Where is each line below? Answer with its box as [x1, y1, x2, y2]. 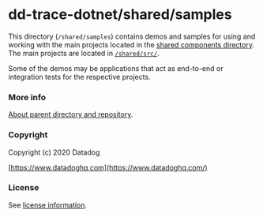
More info [8, 92, 46, 103]
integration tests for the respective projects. [8, 72, 152, 81]
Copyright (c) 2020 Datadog [8, 148, 100, 157]
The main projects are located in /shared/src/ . [8, 48, 160, 58]
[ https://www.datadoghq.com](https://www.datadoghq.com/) [8, 163, 208, 172]
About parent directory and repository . [8, 110, 133, 119]
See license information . [8, 200, 88, 210]
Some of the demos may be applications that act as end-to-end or [8, 63, 224, 73]
